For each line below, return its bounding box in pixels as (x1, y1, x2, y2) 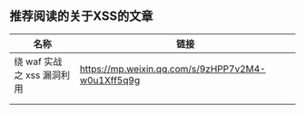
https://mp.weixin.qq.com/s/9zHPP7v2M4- (79, 62, 266, 75)
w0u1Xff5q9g (79, 73, 141, 86)
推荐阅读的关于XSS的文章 (9, 8, 153, 24)
